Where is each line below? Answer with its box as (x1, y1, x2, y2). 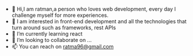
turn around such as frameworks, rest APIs (11, 24, 116, 31)
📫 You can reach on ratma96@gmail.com (11, 43, 114, 50)
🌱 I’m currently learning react (11, 30, 83, 37)
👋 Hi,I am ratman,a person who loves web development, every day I (11, 6, 176, 12)
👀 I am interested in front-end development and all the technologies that (11, 18, 187, 24)
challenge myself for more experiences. (11, 12, 109, 19)
